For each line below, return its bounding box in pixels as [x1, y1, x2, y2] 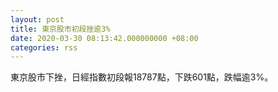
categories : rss [10, 42, 78, 53]
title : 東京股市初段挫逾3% [10, 24, 111, 34]
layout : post [10, 14, 65, 25]
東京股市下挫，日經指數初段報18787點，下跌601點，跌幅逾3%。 [10, 71, 274, 83]
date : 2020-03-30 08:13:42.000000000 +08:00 [10, 33, 199, 43]
